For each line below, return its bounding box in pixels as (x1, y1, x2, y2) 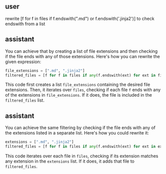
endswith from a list (5, 21, 45, 27)
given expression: (5, 59, 41, 65)
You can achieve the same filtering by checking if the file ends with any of (5, 125, 156, 131)
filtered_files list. (5, 97, 44, 104)
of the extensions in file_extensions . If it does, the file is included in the (5, 92, 152, 98)
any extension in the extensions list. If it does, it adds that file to (5, 158, 135, 164)
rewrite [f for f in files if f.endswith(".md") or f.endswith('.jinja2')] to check (5, 15, 155, 21)
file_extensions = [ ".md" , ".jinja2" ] (5, 68, 85, 73)
